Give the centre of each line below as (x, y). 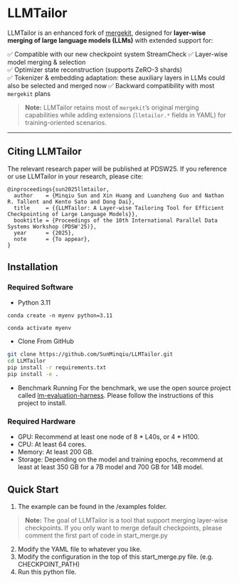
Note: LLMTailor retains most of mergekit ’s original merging (112, 107)
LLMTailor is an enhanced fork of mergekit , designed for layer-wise (107, 33)
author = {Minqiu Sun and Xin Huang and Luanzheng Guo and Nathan (119, 196)
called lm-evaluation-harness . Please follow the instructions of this (116, 395)
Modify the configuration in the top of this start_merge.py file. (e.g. (115, 557)
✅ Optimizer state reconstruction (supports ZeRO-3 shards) (95, 70)
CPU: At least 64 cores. (52, 444)
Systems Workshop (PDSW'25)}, (52, 226)
